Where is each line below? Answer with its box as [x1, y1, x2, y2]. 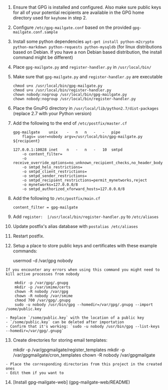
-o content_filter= [22, 152, 63, 157]
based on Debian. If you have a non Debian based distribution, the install [12, 49, 163, 55]
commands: [12, 248, 37, 254]
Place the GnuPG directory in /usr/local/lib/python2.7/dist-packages [12, 105, 159, 111]
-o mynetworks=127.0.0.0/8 [22, 182, 78, 187]
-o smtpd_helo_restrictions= [22, 165, 83, 170]
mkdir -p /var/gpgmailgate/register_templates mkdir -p [12, 347, 125, 353]
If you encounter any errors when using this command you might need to [5, 267, 160, 272]
